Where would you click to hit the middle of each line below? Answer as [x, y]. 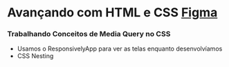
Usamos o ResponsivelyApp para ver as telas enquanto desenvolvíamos [120, 49]
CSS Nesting [35, 56]
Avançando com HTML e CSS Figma [112, 13]
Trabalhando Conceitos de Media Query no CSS [89, 34]
